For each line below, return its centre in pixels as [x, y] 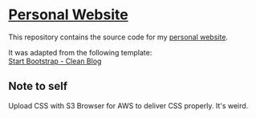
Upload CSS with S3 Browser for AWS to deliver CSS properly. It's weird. [128, 105]
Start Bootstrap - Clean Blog [55, 61]
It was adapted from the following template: [80, 52]
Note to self [38, 86]
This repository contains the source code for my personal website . [118, 37]
